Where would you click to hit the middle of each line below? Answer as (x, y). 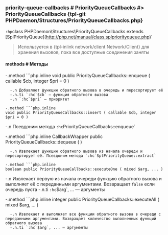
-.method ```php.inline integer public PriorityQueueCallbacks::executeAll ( (82, 199)
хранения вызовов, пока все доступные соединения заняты (83, 52)
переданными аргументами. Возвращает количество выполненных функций (81, 219)
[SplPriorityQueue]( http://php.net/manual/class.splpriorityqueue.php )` (79, 37)
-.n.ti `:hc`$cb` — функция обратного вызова (59, 95)
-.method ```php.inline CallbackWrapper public (54, 136)
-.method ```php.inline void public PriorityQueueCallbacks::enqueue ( (78, 75)
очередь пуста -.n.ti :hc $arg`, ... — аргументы (55, 189)
